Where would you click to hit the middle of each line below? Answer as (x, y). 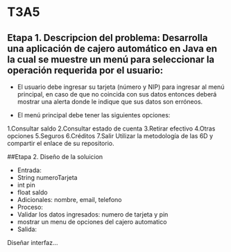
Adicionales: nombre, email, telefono (69, 200)
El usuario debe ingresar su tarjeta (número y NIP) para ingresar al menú (121, 87)
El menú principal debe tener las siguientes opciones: (94, 115)
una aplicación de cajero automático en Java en (112, 48)
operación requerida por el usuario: (85, 70)
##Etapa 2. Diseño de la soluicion (55, 157)
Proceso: (30, 207)
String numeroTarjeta (47, 177)
